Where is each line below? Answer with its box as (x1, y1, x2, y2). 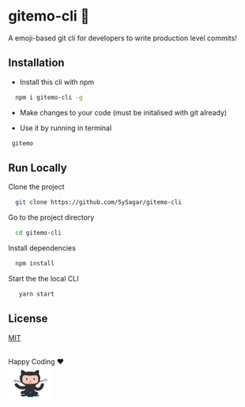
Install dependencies (8, 243, 77, 253)
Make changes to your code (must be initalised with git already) (19, 107, 228, 117)
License (8, 312, 48, 326)
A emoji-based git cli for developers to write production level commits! (8, 33, 237, 43)
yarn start (18, 290, 55, 298)
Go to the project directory (8, 213, 95, 222)
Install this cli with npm (19, 77, 95, 86)
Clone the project (8, 182, 65, 192)
